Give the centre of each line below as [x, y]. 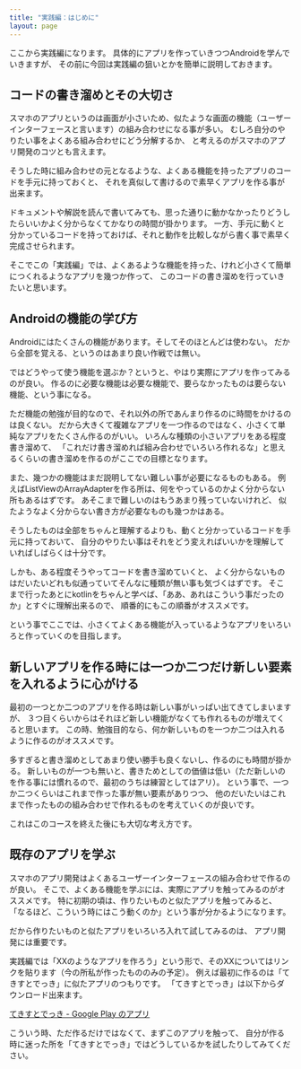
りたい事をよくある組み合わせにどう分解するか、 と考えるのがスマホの [140, 141]
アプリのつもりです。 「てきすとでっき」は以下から [182, 983]
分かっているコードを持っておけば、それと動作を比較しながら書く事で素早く [150, 235]
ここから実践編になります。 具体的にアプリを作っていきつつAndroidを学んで [150, 53]
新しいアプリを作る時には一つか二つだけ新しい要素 [150, 666]
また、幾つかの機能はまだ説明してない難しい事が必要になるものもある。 [142, 478]
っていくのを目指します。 [79, 636]
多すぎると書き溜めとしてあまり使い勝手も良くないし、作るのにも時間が [142, 759]
